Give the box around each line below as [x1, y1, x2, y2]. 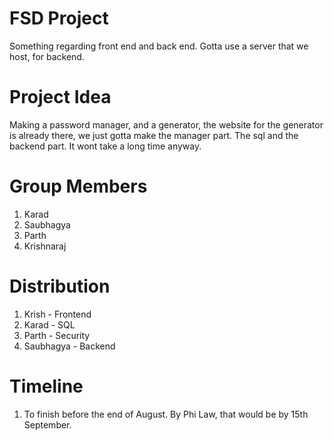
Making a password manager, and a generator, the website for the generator [9, 118, 324, 131]
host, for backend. [9, 50, 85, 62]
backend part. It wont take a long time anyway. [9, 140, 202, 152]
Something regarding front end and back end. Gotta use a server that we [9, 40, 309, 52]
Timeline [9, 375, 84, 397]
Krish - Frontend [23, 308, 92, 320]
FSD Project [9, 7, 109, 30]
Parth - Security [23, 329, 91, 341]
